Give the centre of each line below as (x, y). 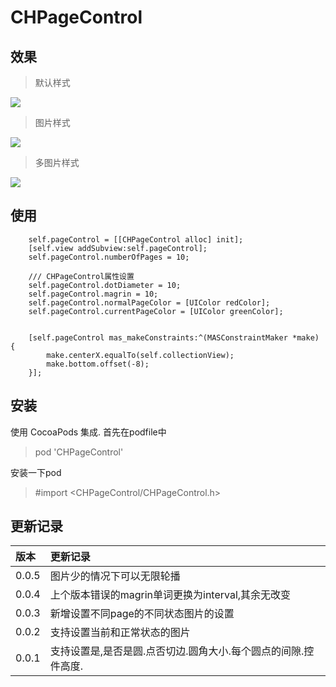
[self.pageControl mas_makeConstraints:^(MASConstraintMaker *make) (174, 337)
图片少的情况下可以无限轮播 (115, 576)
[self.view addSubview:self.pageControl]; (118, 248)
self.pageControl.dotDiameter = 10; (105, 285)
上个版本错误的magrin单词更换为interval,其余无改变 (170, 595)
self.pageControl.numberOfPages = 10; (109, 257)
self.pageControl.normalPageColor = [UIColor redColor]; (149, 302)
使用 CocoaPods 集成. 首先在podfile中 (88, 432)
